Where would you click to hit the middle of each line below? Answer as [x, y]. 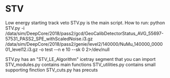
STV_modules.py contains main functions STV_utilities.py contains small [80, 64]
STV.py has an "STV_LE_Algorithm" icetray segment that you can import [80, 59]
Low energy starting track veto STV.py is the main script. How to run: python [85, 23]
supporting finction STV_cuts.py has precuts [52, 70]
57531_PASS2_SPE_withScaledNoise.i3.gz [49, 39]
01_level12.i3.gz [22, 49]
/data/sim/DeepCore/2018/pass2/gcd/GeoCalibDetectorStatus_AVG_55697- [84, 33]
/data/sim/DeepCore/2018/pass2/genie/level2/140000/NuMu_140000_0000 [84, 44]
